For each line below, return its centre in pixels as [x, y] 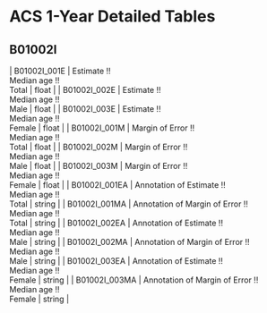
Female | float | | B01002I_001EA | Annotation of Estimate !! [117, 185]
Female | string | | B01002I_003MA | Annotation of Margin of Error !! [134, 280]
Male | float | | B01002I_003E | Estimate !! [85, 109]
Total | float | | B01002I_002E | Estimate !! [85, 90]
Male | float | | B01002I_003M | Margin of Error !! [99, 166]
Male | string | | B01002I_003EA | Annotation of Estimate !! [116, 261]
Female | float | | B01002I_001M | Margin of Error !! [102, 128]
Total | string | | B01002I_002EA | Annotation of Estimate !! [116, 223]
